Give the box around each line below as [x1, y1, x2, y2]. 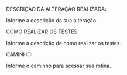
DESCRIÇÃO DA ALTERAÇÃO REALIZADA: [6, 6, 107, 12]
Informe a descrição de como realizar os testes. [6, 40, 122, 46]
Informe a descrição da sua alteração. [6, 17, 98, 23]
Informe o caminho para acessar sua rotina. [6, 62, 111, 69]
